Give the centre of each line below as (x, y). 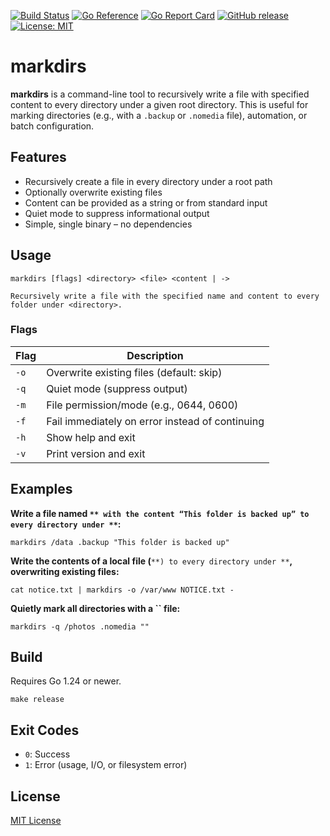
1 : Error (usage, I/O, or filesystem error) (106, 765)
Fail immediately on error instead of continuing (155, 421)
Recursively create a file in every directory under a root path (148, 181)
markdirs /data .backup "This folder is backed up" (120, 542)
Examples (41, 489)
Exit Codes (45, 730)
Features (38, 157)
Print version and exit (96, 453)
